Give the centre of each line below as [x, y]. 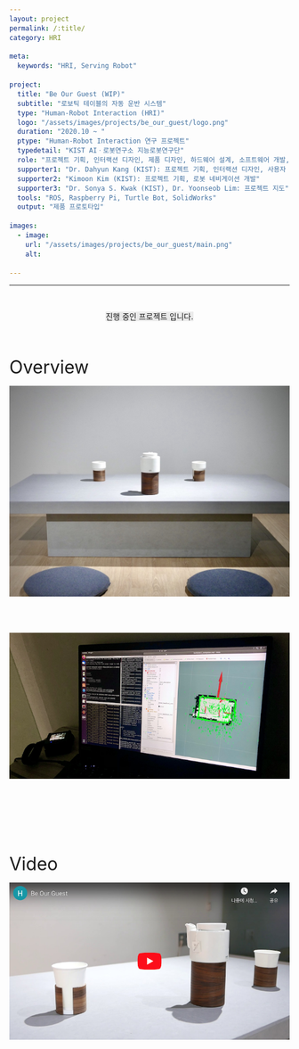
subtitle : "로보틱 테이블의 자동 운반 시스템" [92, 103]
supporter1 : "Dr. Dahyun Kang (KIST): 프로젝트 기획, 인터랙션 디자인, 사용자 [152, 169]
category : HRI [36, 37]
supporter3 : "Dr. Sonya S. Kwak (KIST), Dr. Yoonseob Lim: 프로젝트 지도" [153, 188]
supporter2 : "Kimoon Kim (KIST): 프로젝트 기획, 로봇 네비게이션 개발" [139, 178]
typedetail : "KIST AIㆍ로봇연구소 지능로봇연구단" [101, 151]
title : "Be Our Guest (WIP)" [71, 94]
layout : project [39, 19]
